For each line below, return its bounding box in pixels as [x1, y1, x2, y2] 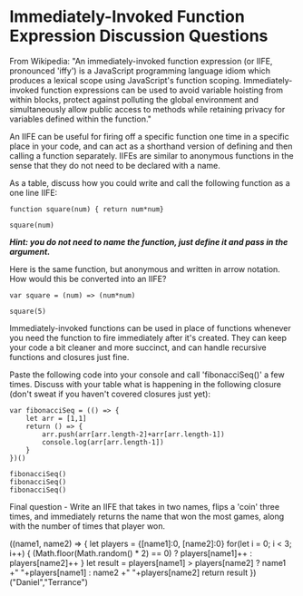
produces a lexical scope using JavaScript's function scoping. [9, 74, 242, 85]
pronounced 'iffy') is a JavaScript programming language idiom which [9, 65, 270, 76]
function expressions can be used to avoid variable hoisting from [40, 84, 284, 95]
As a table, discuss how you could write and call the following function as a [9, 177, 290, 188]
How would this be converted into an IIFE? [9, 273, 167, 284]
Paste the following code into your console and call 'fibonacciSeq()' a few [9, 369, 285, 380]
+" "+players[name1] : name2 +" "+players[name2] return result [9, 567, 249, 578]
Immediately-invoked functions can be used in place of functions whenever [9, 322, 292, 333]
